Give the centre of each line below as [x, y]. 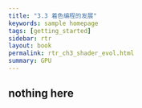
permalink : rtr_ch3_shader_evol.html [71, 53]
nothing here [41, 93]
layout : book [30, 46]
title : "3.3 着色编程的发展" [53, 16]
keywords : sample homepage [53, 23]
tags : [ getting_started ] [50, 31]
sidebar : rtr [30, 38]
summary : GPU [30, 61]
